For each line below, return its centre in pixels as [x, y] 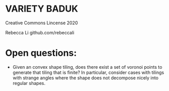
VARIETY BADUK [42, 9]
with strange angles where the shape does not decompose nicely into [86, 78]
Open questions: [41, 53]
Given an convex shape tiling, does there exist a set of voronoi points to [87, 67]
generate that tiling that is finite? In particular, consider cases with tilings [88, 72]
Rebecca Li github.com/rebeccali [40, 32]
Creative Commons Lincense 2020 [42, 23]
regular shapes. [29, 83]
